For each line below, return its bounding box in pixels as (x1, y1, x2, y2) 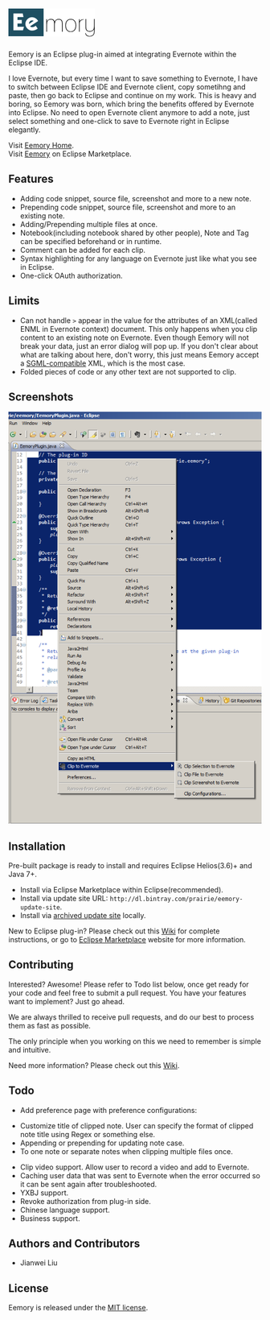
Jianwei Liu (19, 1258, 58, 1268)
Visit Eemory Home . (8, 140, 75, 150)
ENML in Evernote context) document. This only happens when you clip (19, 324, 258, 333)
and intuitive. (8, 1045, 51, 1054)
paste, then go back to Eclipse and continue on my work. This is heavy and (8, 90, 257, 100)
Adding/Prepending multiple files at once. (19, 219, 158, 229)
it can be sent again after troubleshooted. (19, 1179, 157, 1189)
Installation (8, 839, 66, 853)
